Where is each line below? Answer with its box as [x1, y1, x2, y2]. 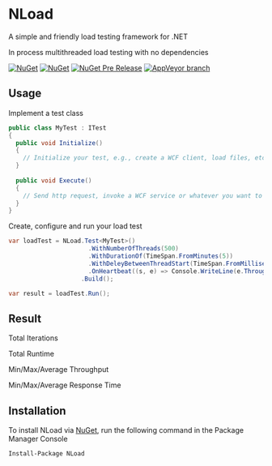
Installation [8, 404, 66, 417]
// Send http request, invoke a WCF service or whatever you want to [23, 191, 263, 199]
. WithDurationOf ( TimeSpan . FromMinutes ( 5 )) [87, 252, 233, 260]
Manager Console [8, 434, 68, 443]
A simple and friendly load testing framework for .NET [8, 32, 189, 41]
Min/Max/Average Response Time [8, 380, 121, 390]
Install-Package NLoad [8, 450, 85, 458]
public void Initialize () [15, 139, 104, 147]
